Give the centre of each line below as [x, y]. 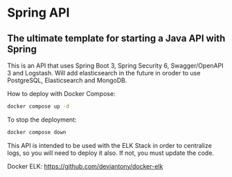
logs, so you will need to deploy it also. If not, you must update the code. [111, 153]
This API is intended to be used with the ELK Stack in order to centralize [110, 145]
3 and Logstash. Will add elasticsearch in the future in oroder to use [104, 73]
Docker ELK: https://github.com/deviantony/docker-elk [85, 166]
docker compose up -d [38, 106]
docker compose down [37, 132]
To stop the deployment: [42, 120]
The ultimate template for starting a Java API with [116, 38]
